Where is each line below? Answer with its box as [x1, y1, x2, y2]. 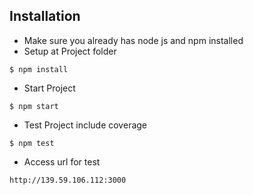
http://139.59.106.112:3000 [9, 175, 127, 185]
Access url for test [23, 155, 101, 168]
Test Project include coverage [23, 119, 148, 131]
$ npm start [9, 101, 59, 111]
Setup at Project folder [23, 45, 117, 57]
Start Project [23, 82, 76, 94]
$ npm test [9, 138, 55, 148]
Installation [9, 8, 81, 25]
